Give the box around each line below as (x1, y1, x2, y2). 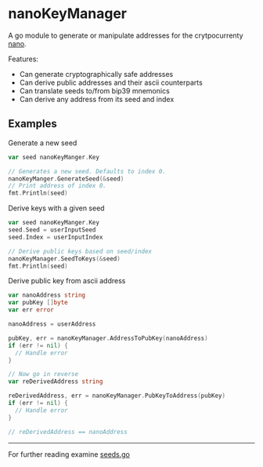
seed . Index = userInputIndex (8, 233, 103, 241)
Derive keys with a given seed (8, 203, 105, 213)
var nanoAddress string (8, 291, 86, 299)
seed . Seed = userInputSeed (8, 226, 96, 234)
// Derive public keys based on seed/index (8, 247, 153, 255)
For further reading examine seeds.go (8, 449, 131, 459)
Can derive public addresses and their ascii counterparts (19, 78, 204, 87)
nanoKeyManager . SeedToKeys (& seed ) (8, 254, 121, 263)
